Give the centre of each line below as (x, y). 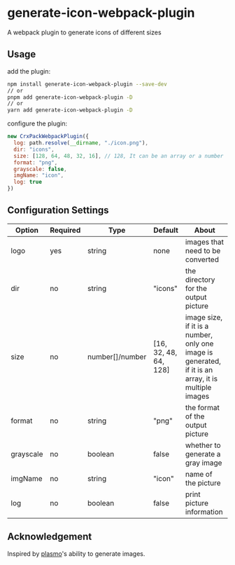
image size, (204, 317)
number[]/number (117, 357)
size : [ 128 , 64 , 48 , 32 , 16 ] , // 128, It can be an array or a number (119, 156)
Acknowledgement (50, 537)
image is (199, 352)
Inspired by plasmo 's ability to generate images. (76, 553)
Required (65, 230)
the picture (203, 483)
